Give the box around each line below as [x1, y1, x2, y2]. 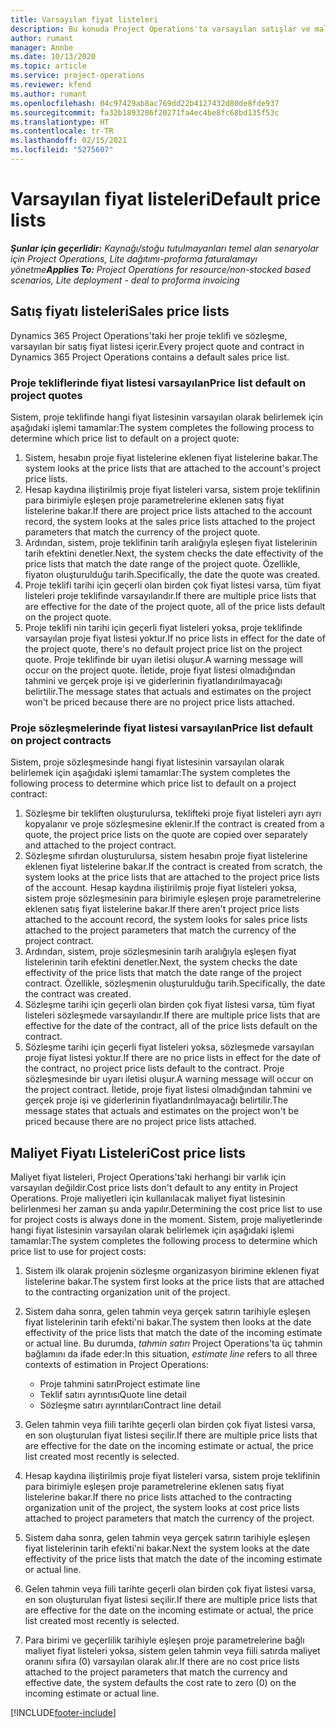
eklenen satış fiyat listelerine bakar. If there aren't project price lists [24, 903, 300, 915]
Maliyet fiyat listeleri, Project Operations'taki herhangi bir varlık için [10, 1171, 287, 1183]
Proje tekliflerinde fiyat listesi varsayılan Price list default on [10, 376, 307, 390]
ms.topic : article [10, 61, 87, 71]
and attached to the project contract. [24, 839, 177, 851]
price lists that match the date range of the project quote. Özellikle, [24, 557, 301, 570]
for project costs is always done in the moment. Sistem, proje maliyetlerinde [10, 1214, 323, 1226]
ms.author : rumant [10, 89, 87, 99]
